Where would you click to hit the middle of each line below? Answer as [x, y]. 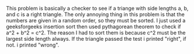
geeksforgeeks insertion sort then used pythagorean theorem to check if [93, 26]
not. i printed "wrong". [33, 45]
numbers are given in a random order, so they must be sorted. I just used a [96, 20]
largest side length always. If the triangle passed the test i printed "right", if [96, 39]
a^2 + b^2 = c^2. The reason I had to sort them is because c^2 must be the [96, 33]
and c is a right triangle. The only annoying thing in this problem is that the [96, 14]
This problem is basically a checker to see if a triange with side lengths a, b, [97, 8]
